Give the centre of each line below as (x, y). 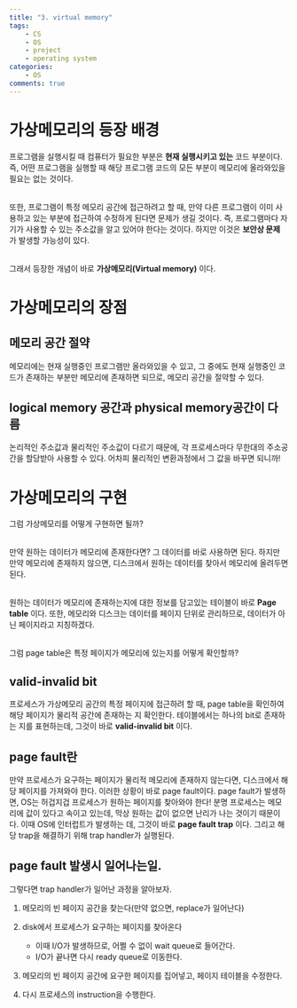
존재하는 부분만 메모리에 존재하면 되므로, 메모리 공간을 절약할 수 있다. (145, 377)
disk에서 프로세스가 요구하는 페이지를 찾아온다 (102, 926)
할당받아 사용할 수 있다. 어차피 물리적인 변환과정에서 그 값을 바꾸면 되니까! (153, 459)
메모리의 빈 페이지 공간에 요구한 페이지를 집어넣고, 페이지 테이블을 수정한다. (152, 975)
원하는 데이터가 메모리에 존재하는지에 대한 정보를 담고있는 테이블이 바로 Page (143, 602)
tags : (19, 26)
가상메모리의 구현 (68, 497)
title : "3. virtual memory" (61, 17)
